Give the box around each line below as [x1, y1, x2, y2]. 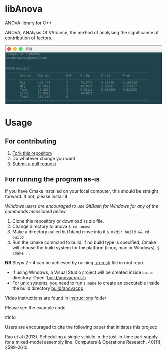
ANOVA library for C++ [5, 20, 52, 26]
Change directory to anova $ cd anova [12, 223, 91, 229]
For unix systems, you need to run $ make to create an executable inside [12, 280, 160, 286]
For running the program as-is [5, 175, 100, 183]
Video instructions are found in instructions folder [5, 295, 107, 301]
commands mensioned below [5, 208, 66, 214]
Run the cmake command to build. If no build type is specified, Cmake [12, 239, 156, 245]
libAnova [5, 3, 43, 15]
